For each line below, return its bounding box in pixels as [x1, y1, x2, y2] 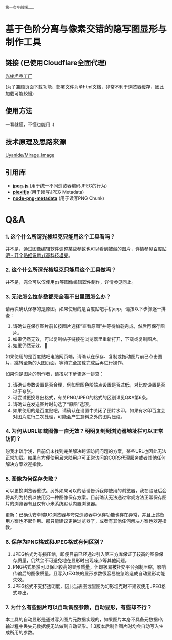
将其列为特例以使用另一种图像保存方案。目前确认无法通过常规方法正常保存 [5, 494, 162, 500]
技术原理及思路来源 [5, 138, 66, 147]
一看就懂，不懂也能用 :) [5, 121, 55, 127]
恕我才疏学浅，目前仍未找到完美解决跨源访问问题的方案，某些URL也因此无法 [5, 448, 167, 454]
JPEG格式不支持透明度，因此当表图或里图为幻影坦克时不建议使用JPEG [12, 583, 162, 590]
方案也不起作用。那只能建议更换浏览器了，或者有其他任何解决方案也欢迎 [9, 518, 162, 524]
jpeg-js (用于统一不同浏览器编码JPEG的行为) [12, 182, 107, 189]
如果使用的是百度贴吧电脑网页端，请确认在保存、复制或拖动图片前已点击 [5, 353, 158, 359]
